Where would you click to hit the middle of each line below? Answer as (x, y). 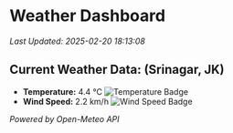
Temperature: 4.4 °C (63, 91)
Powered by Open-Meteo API (65, 118)
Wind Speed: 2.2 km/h (66, 101)
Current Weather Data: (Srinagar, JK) (117, 70)
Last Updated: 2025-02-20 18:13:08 (78, 41)
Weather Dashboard (88, 16)
